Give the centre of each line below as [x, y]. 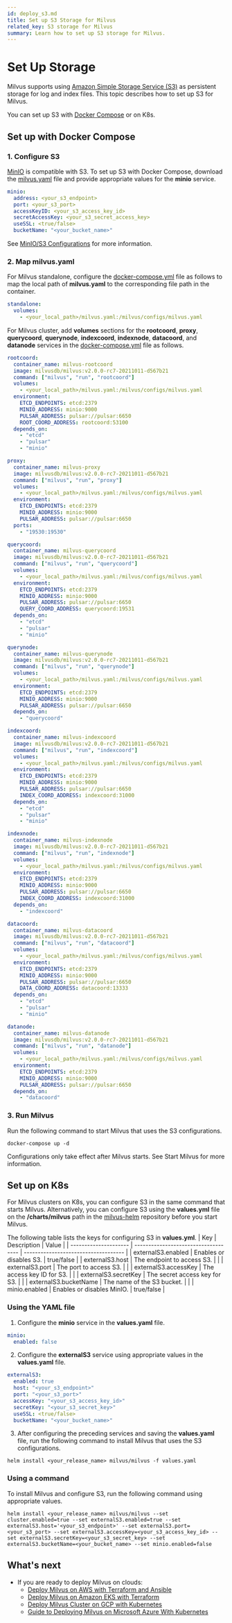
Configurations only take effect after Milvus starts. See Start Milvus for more [116, 1156]
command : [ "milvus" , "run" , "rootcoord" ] [74, 377]
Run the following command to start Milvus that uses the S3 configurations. [115, 1131]
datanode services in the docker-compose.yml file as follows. [96, 345]
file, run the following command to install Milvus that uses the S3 [109, 1441]
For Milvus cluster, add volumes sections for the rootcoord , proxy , [103, 330]
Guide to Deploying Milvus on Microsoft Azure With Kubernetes [118, 1611]
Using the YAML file [41, 1308]
